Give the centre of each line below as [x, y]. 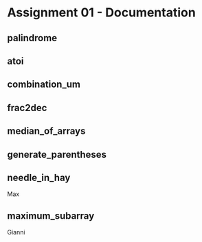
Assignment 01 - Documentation [101, 13]
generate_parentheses [57, 155]
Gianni [16, 232]
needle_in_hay [39, 177]
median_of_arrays [46, 131]
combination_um [44, 85]
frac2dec [27, 108]
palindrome [32, 38]
